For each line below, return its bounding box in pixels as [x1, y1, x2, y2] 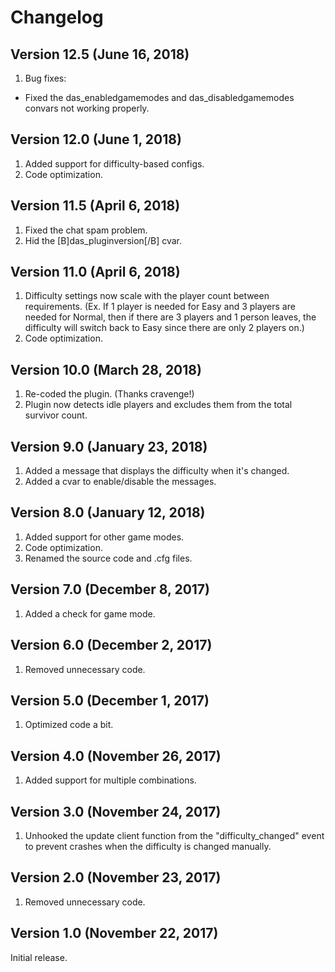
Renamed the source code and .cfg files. [24, 552, 193, 564]
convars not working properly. [24, 102, 150, 114]
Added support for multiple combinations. [24, 774, 197, 786]
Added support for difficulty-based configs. [24, 157, 205, 170]
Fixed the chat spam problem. [24, 224, 148, 236]
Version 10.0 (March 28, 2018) [10, 361, 202, 378]
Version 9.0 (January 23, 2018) [10, 438, 208, 455]
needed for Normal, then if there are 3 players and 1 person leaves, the [24, 311, 317, 323]
